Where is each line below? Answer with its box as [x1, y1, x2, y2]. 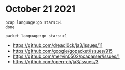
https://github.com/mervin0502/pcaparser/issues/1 [12, 53, 120, 59]
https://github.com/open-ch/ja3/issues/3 [12, 58, 99, 64]
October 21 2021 [5, 3, 76, 15]
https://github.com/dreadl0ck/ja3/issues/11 [12, 42, 103, 49]
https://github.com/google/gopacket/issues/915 [12, 48, 113, 54]
